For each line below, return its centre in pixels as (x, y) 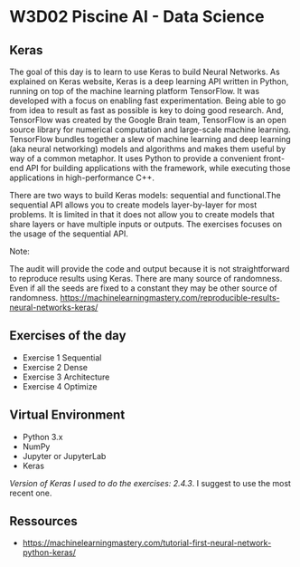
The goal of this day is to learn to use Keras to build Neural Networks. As (145, 72)
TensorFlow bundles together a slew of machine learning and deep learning (150, 139)
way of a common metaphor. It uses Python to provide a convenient (136, 159)
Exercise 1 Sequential (62, 357)
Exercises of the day (68, 336)
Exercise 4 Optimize (60, 386)
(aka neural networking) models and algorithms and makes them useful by (148, 149)
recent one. (31, 493)
